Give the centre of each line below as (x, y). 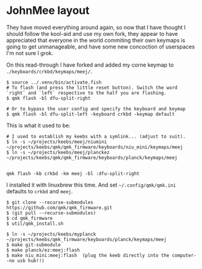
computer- (184, 255)
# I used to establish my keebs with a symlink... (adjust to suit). (96, 136)
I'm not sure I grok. (30, 53)
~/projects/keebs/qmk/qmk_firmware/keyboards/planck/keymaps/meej (92, 158)
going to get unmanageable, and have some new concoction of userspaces (101, 47)
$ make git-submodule (34, 245)
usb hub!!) (31, 261)
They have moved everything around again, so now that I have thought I (96, 27)
